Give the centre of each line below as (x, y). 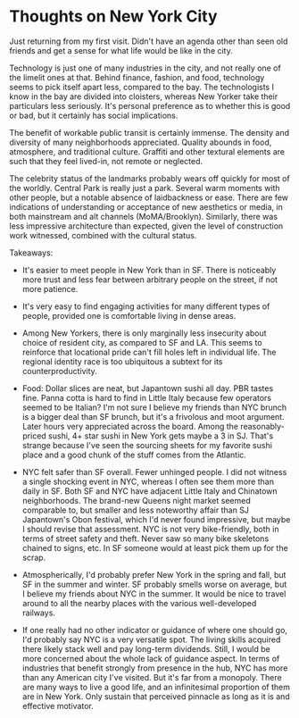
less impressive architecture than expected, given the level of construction (146, 226)
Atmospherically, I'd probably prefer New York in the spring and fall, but (154, 574)
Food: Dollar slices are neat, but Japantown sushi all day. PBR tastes (148, 388)
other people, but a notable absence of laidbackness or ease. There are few (149, 197)
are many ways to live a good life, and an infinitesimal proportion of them (156, 687)
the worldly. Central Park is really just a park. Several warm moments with (145, 188)
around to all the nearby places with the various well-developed (139, 603)
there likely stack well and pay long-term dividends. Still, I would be (146, 648)
